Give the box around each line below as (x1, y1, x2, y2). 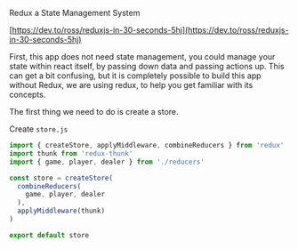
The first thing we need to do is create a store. (9, 107, 180, 116)
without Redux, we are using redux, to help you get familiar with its (9, 80, 254, 90)
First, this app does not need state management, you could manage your (9, 52, 276, 61)
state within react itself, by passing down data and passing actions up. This (9, 61, 285, 71)
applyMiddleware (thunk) (17, 206, 105, 216)
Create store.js (9, 124, 68, 134)
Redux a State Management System (9, 8, 141, 18)
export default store (9, 230, 90, 239)
